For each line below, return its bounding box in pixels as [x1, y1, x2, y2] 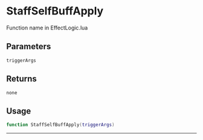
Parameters [6, 41, 51, 52]
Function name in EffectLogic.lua [6, 24, 88, 31]
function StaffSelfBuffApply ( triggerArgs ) [6, 122, 115, 128]
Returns [6, 74, 37, 84]
